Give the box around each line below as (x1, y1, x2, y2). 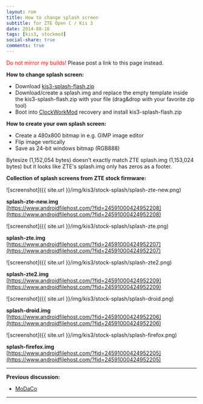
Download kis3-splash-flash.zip (14, 82, 95, 90)
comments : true (6, 43, 45, 49)
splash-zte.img (6, 234, 46, 241)
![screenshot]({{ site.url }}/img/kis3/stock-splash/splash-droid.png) (6, 295, 174, 302)
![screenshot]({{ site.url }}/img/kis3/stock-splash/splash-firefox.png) (6, 331, 177, 339)
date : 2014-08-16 (6, 25, 50, 32)
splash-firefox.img (6, 343, 54, 350)
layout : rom (6, 8, 36, 15)
